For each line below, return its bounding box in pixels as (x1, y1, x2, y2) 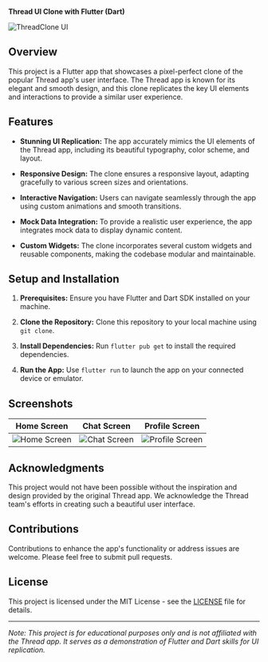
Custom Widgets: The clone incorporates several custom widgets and (19, 240, 253, 250)
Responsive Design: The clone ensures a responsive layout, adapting (19, 168, 250, 178)
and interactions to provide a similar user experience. (8, 92, 183, 101)
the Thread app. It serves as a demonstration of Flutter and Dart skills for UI (8, 636, 259, 646)
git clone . (19, 326, 55, 335)
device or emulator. (19, 374, 84, 383)
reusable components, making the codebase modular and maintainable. (19, 249, 256, 259)
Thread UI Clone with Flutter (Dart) (8, 7, 125, 16)
